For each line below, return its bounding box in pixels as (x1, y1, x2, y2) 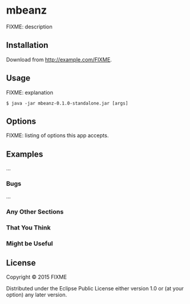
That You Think (6, 224, 51, 232)
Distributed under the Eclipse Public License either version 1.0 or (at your (6, 285, 184, 292)
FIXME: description (6, 23, 53, 30)
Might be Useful (6, 240, 53, 248)
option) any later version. (6, 291, 67, 299)
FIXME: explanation (6, 89, 53, 96)
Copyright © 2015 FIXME (6, 273, 67, 281)
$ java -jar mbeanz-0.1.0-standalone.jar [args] (6, 100, 128, 106)
